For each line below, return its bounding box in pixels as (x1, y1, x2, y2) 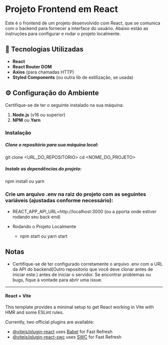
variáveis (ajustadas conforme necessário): (5, 197, 113, 204)
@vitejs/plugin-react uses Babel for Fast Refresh (12, 329, 113, 335)
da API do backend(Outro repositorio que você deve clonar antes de (12, 266, 153, 272)
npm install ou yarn (5, 178, 45, 184)
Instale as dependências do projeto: (5, 166, 82, 172)
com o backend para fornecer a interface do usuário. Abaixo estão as (5, 25, 148, 31)
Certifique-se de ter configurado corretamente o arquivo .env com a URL (12, 261, 163, 267)
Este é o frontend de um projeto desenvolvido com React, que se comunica (5, 20, 160, 26)
